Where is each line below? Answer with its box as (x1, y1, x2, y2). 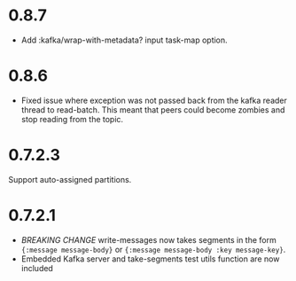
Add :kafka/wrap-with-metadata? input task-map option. (20, 35, 228, 45)
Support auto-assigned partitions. (8, 174, 132, 184)
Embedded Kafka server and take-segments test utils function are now (20, 254, 280, 264)
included (20, 262, 54, 273)
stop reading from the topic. (20, 113, 124, 124)
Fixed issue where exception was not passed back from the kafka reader (20, 95, 287, 105)
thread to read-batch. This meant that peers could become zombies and (20, 104, 285, 115)
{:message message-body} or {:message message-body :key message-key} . (20, 244, 286, 254)
